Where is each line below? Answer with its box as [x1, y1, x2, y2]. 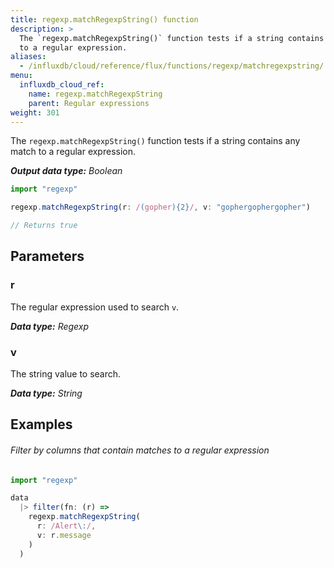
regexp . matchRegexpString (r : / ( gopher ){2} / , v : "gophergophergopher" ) [10, 202, 311, 213]
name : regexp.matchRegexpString [28, 89, 163, 99]
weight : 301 [10, 107, 60, 118]
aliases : [10, 52, 47, 62]
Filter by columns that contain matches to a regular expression [10, 444, 270, 456]
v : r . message [36, 530, 92, 540]
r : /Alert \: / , [36, 521, 97, 531]
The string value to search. [10, 367, 122, 380]
